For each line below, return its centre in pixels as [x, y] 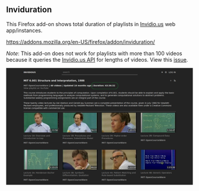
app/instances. [24, 30]
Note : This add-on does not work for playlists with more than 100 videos [94, 53]
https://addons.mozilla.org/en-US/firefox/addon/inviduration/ [81, 42]
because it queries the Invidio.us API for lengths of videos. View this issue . [97, 59]
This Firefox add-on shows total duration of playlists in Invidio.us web [91, 24]
